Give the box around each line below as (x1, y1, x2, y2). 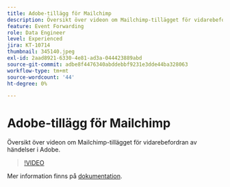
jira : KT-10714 (7, 42, 51, 49)
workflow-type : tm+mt (7, 67, 69, 74)
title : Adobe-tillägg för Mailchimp (7, 10, 112, 17)
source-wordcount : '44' (7, 73, 75, 81)
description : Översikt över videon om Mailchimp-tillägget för (7, 16, 192, 23)
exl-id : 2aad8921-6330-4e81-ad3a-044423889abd (7, 55, 142, 62)
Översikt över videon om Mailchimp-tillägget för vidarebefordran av (7, 138, 197, 147)
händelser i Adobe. (7, 145, 61, 154)
